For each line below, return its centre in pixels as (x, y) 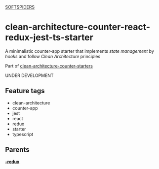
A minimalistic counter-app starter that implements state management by (80, 51)
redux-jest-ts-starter (49, 38)
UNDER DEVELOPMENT (29, 75)
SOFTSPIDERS (20, 7)
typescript (23, 134)
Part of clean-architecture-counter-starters (49, 66)
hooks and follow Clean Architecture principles (53, 56)
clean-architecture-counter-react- (78, 27)
